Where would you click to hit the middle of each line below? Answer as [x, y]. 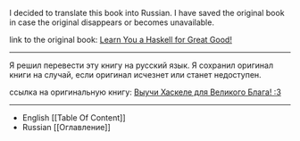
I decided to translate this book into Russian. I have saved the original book [147, 13]
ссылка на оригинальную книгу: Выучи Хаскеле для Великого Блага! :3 [145, 92]
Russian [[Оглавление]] [67, 127]
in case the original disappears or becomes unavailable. [112, 22]
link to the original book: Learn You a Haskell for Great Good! [121, 40]
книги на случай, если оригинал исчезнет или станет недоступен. [135, 75]
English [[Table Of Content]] [74, 118]
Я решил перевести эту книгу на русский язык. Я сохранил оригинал [142, 65]
